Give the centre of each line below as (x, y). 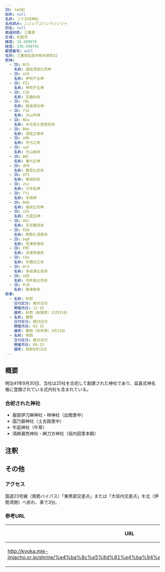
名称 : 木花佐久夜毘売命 (34, 124)
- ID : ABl (19, 156)
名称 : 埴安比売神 (29, 207)
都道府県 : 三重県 (20, 33)
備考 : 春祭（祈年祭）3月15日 (40, 331)
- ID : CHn (19, 258)
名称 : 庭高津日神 (29, 106)
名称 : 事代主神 (27, 161)
